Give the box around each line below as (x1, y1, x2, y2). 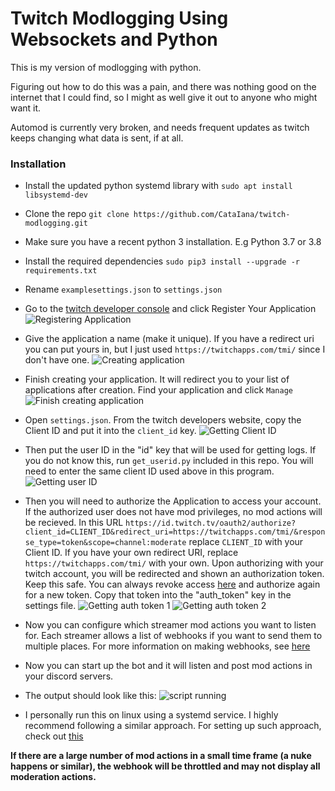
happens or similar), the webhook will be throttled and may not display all (10, 760, 321, 772)
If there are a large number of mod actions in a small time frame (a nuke (10, 750, 312, 762)
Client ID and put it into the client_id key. (24, 425, 197, 437)
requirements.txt (24, 266, 98, 276)
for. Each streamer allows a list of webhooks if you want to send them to (24, 630, 323, 642)
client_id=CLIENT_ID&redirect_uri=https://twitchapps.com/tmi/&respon (24, 527, 326, 537)
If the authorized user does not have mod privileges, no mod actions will (24, 506, 323, 518)
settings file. (24, 600, 77, 612)
